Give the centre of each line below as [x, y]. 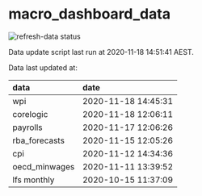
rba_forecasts [38, 140]
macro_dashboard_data [90, 14]
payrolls [27, 127]
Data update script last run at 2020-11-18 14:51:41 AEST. [101, 52]
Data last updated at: [43, 67]
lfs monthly [34, 180]
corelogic [30, 114]
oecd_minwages [44, 166]
